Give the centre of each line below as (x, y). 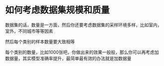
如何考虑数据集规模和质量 (58, 10)
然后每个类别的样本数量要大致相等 (40, 41)
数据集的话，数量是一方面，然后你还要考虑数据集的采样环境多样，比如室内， (83, 25)
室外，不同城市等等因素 (29, 31)
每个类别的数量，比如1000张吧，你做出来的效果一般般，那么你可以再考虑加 (82, 52)
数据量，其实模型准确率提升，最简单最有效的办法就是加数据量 (68, 58)
